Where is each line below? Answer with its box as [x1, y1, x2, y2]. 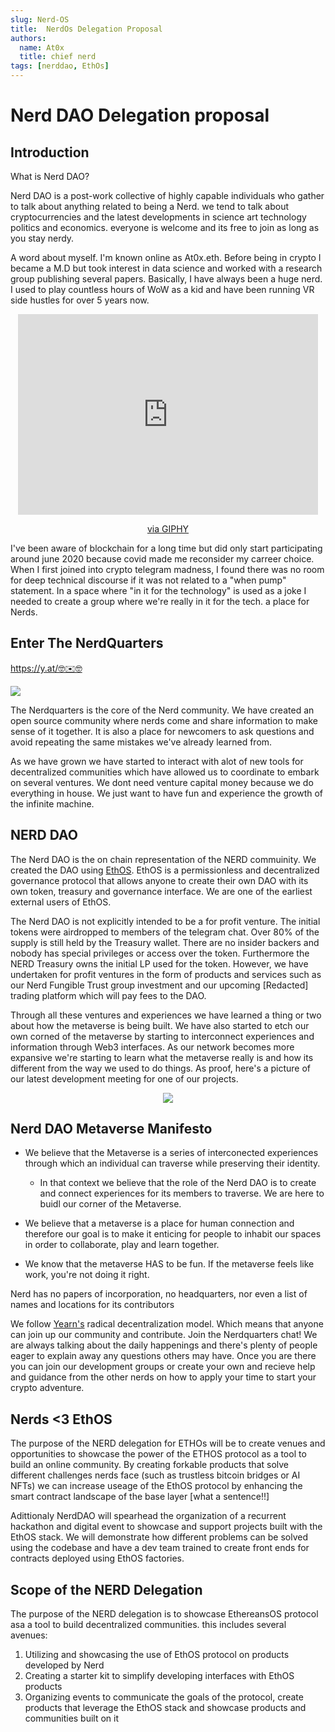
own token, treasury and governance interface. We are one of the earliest [10, 885, 313, 897]
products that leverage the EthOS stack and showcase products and [24, 1702, 307, 1714]
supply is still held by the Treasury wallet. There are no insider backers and [10, 936, 320, 948]
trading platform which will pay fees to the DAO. [10, 989, 207, 1001]
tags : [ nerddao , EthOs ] [10, 61, 110, 71]
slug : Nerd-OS [10, 14, 70, 25]
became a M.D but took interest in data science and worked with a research [10, 262, 323, 274]
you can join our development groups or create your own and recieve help [10, 1361, 316, 1373]
